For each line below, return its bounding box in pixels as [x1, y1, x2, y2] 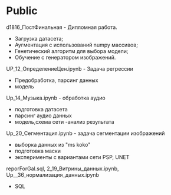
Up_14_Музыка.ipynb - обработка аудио [6, 94, 106, 101]
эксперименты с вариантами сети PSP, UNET [14, 153, 130, 160]
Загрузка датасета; [14, 35, 64, 42]
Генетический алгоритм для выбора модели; [14, 47, 129, 54]
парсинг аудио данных [14, 112, 72, 119]
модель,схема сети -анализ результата [14, 118, 114, 125]
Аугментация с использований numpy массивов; [14, 41, 139, 48]
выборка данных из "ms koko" [14, 141, 91, 148]
